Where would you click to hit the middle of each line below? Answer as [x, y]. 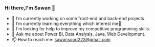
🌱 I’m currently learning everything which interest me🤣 [66, 23]
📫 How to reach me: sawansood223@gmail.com [61, 40]
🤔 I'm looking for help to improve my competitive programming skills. [81, 29]
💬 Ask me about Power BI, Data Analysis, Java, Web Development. [78, 34]
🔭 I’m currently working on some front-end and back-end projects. [78, 19]
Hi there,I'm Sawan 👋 [30, 8]
